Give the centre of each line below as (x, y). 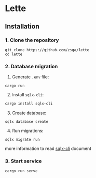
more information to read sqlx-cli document (48, 148)
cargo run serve (21, 171)
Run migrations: (27, 131)
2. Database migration (32, 66)
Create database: (29, 113)
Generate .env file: (30, 77)
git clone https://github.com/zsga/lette (47, 50)
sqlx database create (27, 122)
